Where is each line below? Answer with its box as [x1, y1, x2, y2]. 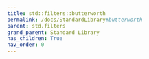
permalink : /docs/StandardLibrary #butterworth [7, 16, 143, 23]
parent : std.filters [7, 22, 67, 29]
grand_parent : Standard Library [7, 28, 100, 36]
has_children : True [7, 35, 63, 42]
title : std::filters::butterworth [7, 9, 106, 17]
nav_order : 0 [7, 41, 45, 48]
